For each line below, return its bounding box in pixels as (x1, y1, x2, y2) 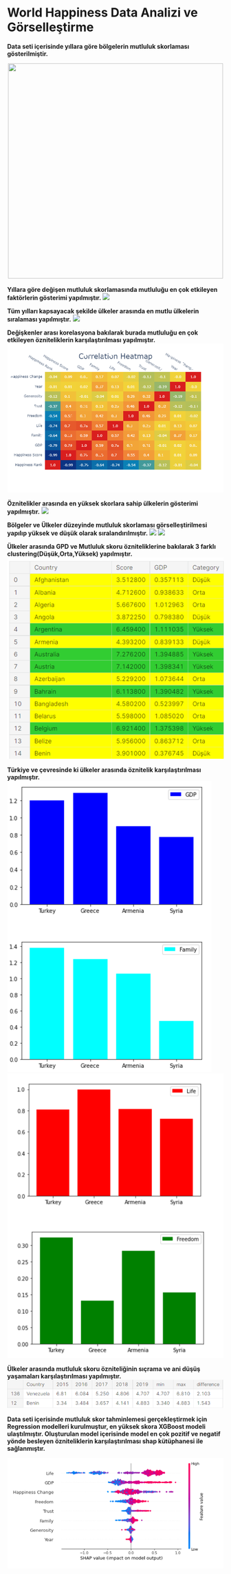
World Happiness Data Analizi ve (7, 5, 198, 21)
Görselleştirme (7, 19, 94, 35)
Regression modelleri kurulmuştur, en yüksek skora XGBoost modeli (7, 1423, 206, 1431)
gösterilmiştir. (7, 50, 48, 58)
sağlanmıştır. (7, 1445, 46, 1453)
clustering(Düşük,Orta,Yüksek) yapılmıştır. (7, 549, 133, 558)
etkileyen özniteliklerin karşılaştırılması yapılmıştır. (7, 335, 156, 344)
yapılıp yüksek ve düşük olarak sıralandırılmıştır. (7, 529, 148, 538)
